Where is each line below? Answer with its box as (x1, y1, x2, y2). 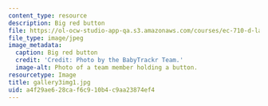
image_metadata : (8, 41, 62, 49)
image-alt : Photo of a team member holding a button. (15, 64, 198, 72)
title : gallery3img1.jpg (8, 78, 91, 86)
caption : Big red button (15, 49, 98, 57)
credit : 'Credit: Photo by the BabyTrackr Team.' (15, 57, 183, 65)
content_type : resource (8, 11, 88, 20)
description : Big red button (8, 19, 105, 27)
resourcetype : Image (8, 71, 77, 79)
